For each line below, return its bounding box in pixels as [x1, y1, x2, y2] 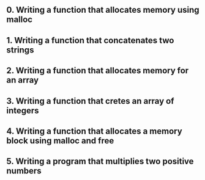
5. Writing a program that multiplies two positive [6, 156, 194, 167]
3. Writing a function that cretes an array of [6, 96, 174, 106]
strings [6, 45, 34, 55]
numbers [6, 166, 42, 176]
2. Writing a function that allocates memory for [6, 65, 189, 76]
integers [6, 105, 39, 115]
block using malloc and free [6, 135, 114, 146]
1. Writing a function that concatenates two [6, 35, 174, 45]
